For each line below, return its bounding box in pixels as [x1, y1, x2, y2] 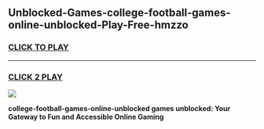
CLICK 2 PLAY [8, 71, 63, 82]
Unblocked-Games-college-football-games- [8, 6, 231, 20]
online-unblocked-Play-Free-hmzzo [8, 19, 189, 32]
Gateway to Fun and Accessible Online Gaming [8, 112, 164, 121]
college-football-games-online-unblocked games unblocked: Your [8, 103, 231, 113]
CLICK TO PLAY [8, 42, 69, 53]
